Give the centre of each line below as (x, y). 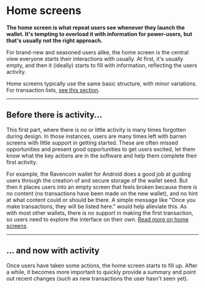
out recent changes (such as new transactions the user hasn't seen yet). (97, 278)
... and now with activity (53, 251)
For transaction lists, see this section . (53, 90)
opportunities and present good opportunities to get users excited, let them (101, 149)
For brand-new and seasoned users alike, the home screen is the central (98, 52)
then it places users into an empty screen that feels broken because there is (102, 187)
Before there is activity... (54, 115)
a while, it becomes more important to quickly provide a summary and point (101, 272)
